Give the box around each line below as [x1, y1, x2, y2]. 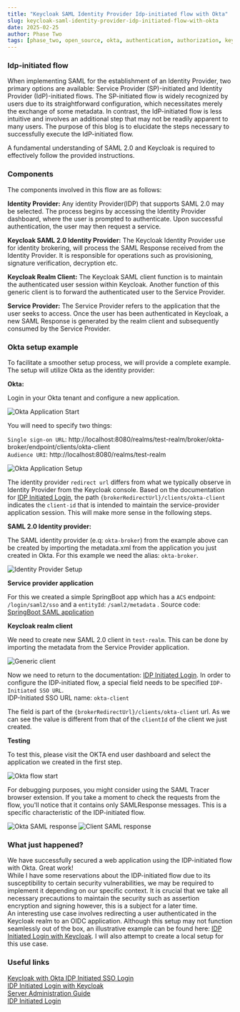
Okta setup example [7, 342, 79, 352]
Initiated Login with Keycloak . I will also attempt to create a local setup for [7, 932, 224, 941]
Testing [7, 736, 31, 745]
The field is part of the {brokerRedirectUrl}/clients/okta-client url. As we [7, 708, 231, 716]
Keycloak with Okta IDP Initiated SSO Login [7, 973, 134, 982]
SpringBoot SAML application [7, 608, 94, 616]
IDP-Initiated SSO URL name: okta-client [7, 693, 130, 702]
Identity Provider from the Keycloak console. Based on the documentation [7, 486, 225, 494]
